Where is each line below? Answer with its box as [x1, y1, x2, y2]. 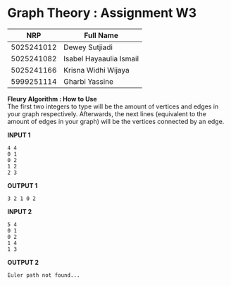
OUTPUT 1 [7, 181, 38, 189]
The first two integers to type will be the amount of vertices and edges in [7, 102, 219, 111]
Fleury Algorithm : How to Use [7, 94, 97, 103]
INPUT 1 [7, 130, 31, 139]
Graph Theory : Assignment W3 [7, 5, 197, 21]
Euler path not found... [7, 271, 80, 279]
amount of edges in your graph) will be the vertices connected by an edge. [7, 117, 225, 125]
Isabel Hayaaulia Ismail [63, 54, 139, 63]
